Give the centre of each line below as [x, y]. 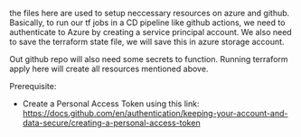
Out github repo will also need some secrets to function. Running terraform [149, 59]
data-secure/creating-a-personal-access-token [111, 123]
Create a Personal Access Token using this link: [111, 104]
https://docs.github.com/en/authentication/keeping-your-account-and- [155, 113]
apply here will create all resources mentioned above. [109, 68]
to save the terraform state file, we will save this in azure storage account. [147, 41]
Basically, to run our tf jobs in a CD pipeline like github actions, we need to [147, 23]
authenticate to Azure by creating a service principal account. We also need [150, 32]
